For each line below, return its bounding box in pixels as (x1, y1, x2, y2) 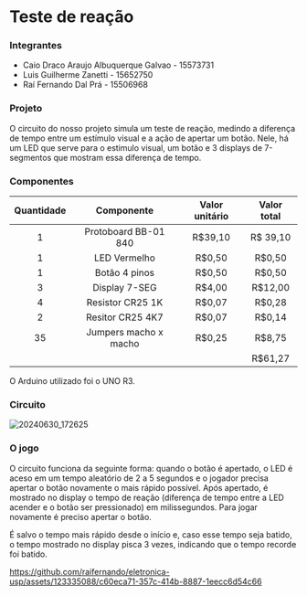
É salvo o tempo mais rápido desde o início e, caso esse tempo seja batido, (9, 528, 292, 540)
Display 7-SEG (92, 282, 157, 294)
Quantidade (14, 204, 67, 217)
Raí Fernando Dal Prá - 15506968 (22, 80, 149, 90)
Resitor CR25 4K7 (85, 311, 164, 324)
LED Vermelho (94, 251, 155, 264)
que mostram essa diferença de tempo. (53, 152, 202, 163)
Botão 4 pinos (94, 267, 155, 280)
